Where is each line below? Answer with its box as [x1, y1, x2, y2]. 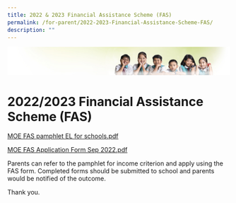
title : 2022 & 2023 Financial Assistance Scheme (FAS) [7, 11, 172, 18]
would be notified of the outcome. [7, 174, 106, 183]
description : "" [7, 26, 55, 33]
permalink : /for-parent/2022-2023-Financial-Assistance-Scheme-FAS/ [7, 18, 213, 26]
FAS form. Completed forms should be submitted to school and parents [7, 167, 215, 175]
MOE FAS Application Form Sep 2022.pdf [7, 146, 128, 154]
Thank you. [7, 188, 40, 197]
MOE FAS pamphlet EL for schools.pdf [7, 132, 119, 141]
